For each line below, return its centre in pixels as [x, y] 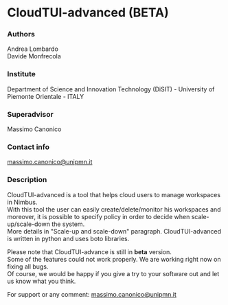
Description [27, 180]
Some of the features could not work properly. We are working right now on [114, 259]
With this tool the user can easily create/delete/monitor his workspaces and [114, 209]
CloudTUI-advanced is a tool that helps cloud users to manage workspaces [114, 194]
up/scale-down [28, 224]
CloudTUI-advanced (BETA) [88, 13]
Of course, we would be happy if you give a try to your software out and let [113, 273]
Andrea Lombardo [33, 49]
